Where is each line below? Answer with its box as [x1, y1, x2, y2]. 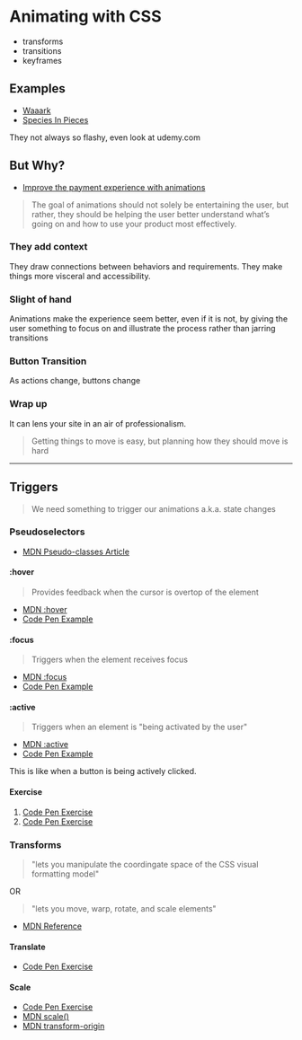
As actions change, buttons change [9, 375, 141, 386]
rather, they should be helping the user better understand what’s [31, 208, 270, 219]
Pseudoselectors [9, 525, 85, 538]
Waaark [22, 105, 51, 116]
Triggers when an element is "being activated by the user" [31, 721, 248, 733]
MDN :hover [22, 604, 67, 615]
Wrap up [9, 398, 48, 410]
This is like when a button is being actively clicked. [9, 766, 197, 777]
